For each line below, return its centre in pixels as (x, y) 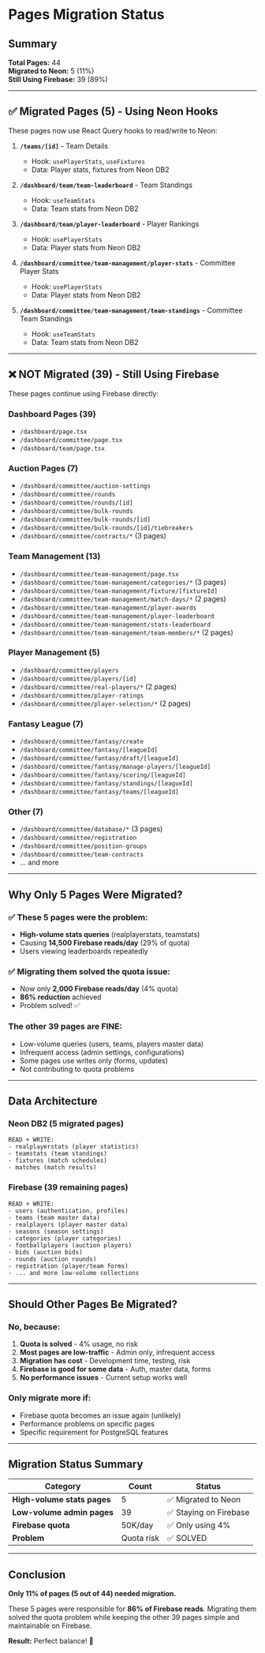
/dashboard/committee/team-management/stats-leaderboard (115, 624)
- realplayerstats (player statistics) (74, 1147)
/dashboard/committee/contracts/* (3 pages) (93, 536)
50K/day (137, 1525)
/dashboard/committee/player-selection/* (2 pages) (105, 703)
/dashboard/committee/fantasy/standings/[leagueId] (106, 784)
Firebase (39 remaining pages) (68, 1187)
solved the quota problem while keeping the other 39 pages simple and (124, 1617)
